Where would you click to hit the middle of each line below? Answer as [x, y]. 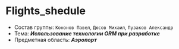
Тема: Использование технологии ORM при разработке [87, 33]
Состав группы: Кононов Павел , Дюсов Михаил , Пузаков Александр [94, 27]
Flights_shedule [45, 11]
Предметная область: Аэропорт [56, 40]
